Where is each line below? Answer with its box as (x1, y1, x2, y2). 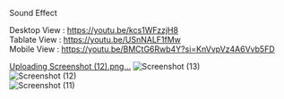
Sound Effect (9, 8, 57, 18)
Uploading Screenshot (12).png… (9, 62, 132, 71)
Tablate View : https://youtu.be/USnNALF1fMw (9, 35, 182, 45)
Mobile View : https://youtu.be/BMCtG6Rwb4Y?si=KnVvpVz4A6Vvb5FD (9, 44, 275, 54)
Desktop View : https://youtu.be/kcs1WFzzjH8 (9, 25, 179, 35)
